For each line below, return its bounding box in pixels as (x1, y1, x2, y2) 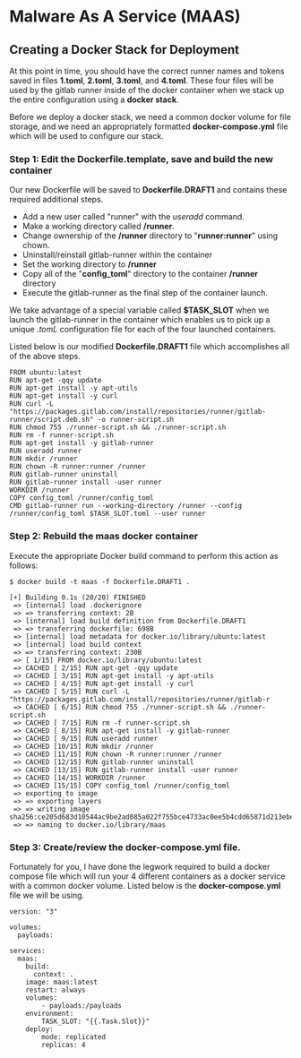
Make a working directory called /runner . (21, 221, 175, 232)
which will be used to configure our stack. (9, 131, 164, 141)
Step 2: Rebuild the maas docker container (9, 530, 199, 543)
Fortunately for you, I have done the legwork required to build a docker (9, 861, 271, 872)
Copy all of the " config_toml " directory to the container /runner (21, 269, 258, 280)
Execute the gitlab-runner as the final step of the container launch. (21, 288, 269, 298)
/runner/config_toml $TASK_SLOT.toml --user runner (9, 509, 206, 519)
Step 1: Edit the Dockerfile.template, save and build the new (9, 152, 273, 165)
